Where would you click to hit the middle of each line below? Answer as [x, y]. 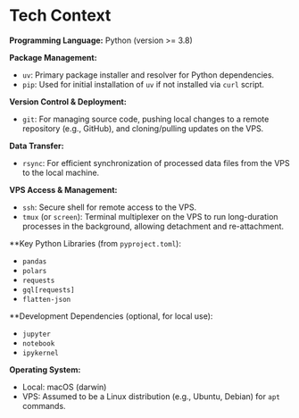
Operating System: [45, 369]
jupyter [36, 334]
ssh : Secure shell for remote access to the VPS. [109, 207]
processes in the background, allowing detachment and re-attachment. [153, 226]
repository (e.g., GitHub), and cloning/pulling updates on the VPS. [143, 128]
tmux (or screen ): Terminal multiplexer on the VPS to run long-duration [150, 216]
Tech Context [60, 16]
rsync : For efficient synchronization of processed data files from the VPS [156, 163]
